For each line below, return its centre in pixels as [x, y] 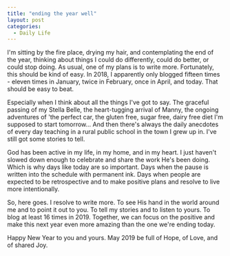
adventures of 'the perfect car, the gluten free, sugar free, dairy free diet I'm [115, 117]
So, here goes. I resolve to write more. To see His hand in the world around [113, 203]
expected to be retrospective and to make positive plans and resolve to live [114, 182]
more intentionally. [33, 189]
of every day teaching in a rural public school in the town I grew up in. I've [112, 132]
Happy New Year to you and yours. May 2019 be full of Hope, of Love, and [113, 238]
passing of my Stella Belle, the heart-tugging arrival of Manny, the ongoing [113, 110]
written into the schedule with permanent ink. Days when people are [104, 175]
